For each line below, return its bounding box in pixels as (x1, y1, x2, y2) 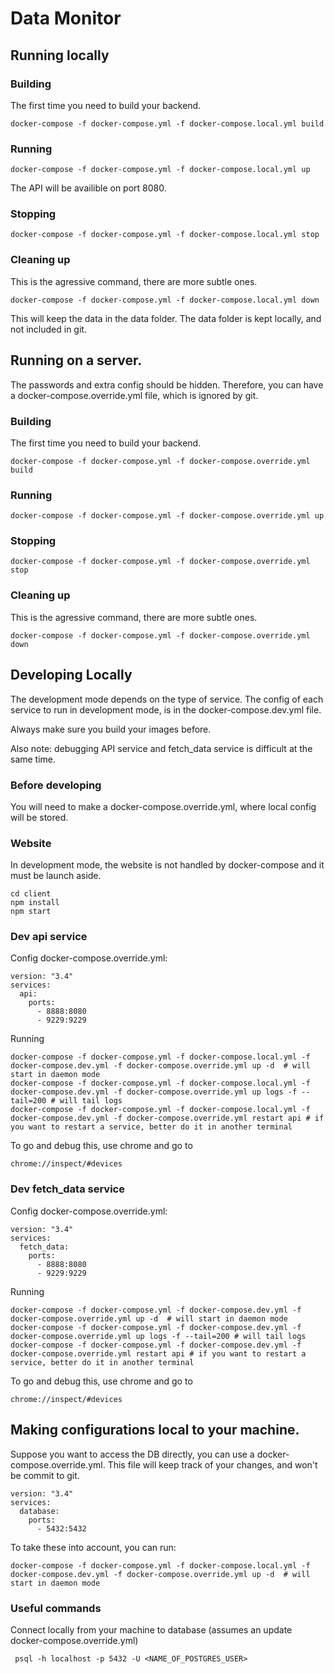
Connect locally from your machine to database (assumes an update (10, 1623, 293, 1636)
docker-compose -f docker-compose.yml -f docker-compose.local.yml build (10, 118, 325, 129)
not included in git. (10, 323, 87, 335)
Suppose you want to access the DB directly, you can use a (10, 1448, 255, 1460)
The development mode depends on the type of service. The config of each (10, 693, 324, 705)
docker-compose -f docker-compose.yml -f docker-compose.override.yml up (10, 511, 325, 521)
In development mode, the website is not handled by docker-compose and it (10, 859, 325, 871)
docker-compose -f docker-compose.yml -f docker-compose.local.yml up (10, 165, 311, 175)
